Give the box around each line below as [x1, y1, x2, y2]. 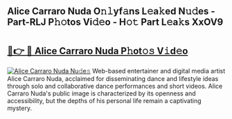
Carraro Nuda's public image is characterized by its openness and [7, 89, 196, 98]
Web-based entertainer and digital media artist [92, 67, 226, 75]
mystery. [7, 104, 33, 112]
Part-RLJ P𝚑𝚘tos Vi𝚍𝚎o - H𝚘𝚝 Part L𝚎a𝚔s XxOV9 [7, 17, 224, 28]
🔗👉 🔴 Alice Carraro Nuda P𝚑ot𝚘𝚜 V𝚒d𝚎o [7, 45, 188, 57]
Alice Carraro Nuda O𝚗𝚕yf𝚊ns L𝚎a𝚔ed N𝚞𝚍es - [7, 6, 215, 17]
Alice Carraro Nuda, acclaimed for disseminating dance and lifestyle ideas [7, 75, 219, 82]
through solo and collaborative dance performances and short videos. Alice [7, 82, 223, 90]
